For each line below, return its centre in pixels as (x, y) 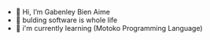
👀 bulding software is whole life (66, 20)
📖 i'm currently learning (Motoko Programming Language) (109, 28)
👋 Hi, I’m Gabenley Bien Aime (63, 12)
